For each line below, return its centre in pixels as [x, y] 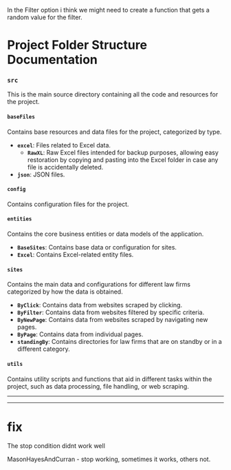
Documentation [53, 60]
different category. [43, 349]
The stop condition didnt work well [56, 446]
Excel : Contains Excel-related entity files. [75, 255]
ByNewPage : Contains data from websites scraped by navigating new [112, 320]
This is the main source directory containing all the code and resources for [113, 94]
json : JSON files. [41, 174]
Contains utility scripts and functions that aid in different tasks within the [110, 379]
